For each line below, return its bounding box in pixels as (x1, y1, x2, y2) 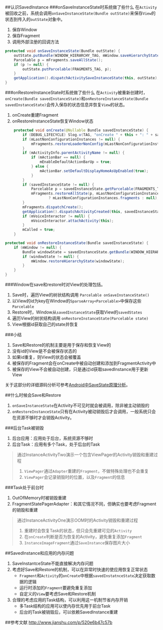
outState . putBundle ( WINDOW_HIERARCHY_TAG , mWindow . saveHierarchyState (14, 53, 160, 58)
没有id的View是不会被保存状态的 (12, 348, 77, 354)
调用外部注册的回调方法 (12, 39, 59, 45)
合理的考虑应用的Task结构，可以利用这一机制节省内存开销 (12, 597, 128, 603)
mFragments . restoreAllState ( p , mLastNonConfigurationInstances (31, 191, 162, 196)
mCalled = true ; (22, 227, 55, 232)
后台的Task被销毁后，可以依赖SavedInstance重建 (19, 609, 118, 615)
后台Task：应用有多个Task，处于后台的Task (12, 441, 100, 447)
